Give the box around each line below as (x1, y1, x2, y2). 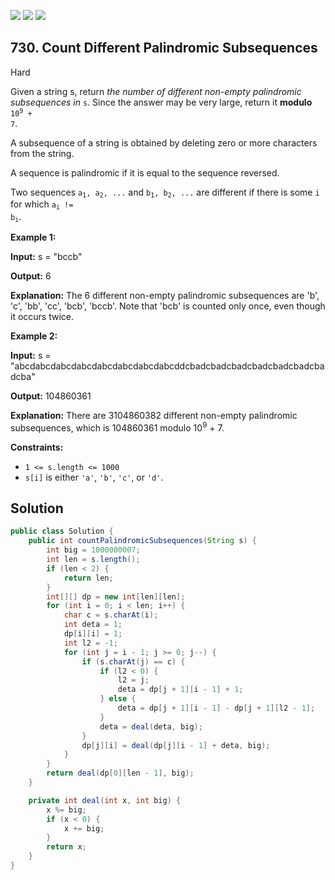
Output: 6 (10, 270, 52, 282)
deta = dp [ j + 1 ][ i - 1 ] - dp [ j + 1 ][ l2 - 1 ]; (117, 703, 316, 713)
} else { (99, 694, 137, 704)
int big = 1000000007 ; (46, 545, 141, 555)
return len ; (63, 573, 114, 583)
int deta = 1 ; (63, 620, 123, 630)
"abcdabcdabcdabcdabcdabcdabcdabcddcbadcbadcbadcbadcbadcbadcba (10, 360, 325, 372)
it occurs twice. (10, 310, 75, 322)
